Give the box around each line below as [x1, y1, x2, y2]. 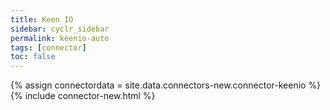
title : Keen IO [10, 14, 74, 25]
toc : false [10, 52, 56, 62]
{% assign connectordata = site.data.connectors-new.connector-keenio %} [10, 79, 322, 91]
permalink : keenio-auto [10, 33, 110, 43]
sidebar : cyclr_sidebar [10, 24, 110, 34]
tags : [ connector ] [10, 42, 87, 53]
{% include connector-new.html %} [10, 90, 156, 102]
